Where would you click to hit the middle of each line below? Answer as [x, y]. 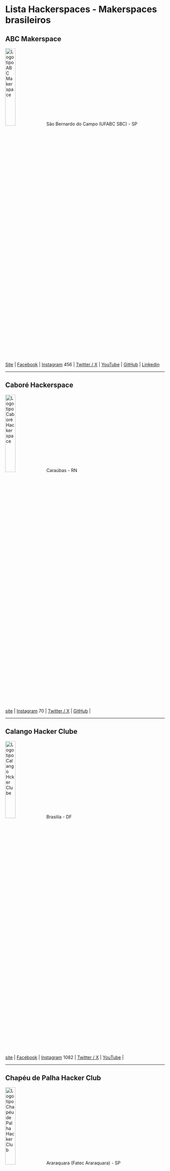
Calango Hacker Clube [41, 732]
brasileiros [28, 20]
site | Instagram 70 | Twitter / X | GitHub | [48, 711]
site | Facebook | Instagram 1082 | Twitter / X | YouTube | [65, 1057]
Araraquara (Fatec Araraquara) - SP [83, 1163]
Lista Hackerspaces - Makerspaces [81, 9]
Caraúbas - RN [62, 470]
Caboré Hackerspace [39, 385]
